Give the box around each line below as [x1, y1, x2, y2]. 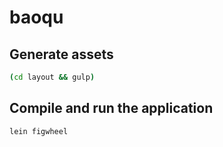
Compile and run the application [9, 100, 214, 117]
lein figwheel [9, 126, 69, 136]
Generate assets [9, 46, 114, 63]
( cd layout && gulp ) [9, 72, 96, 82]
